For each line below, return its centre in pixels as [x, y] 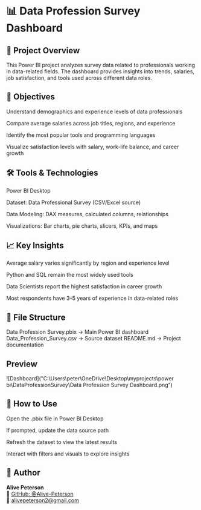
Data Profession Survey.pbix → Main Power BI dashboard [78, 332]
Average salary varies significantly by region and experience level [88, 263]
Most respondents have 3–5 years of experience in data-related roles [92, 298]
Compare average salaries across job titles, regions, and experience [91, 123]
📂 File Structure [36, 317]
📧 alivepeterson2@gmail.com [43, 500]
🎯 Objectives [31, 97]
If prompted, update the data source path [58, 430]
